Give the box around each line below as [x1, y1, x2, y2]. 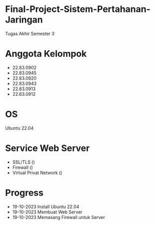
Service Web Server [5, 143, 90, 154]
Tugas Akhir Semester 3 [5, 30, 55, 36]
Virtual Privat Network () [12, 170, 62, 176]
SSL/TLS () [12, 159, 35, 165]
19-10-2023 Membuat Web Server [12, 209, 83, 215]
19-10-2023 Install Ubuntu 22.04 [12, 204, 80, 210]
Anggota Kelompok [5, 48, 87, 59]
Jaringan [5, 14, 43, 25]
